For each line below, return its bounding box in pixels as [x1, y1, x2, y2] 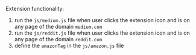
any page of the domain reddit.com [14, 36, 103, 42]
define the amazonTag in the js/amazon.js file [14, 42, 124, 49]
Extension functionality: [5, 5, 65, 12]
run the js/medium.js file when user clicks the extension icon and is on [14, 17, 191, 23]
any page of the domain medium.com [14, 23, 103, 30]
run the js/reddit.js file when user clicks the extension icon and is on [14, 29, 191, 36]
